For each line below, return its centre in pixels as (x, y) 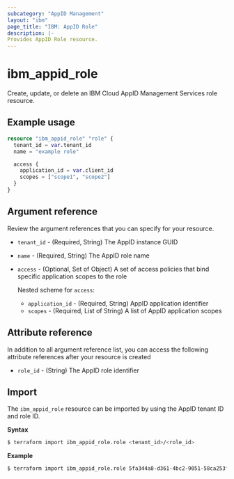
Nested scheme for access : (56, 290)
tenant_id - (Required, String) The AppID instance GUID (97, 242)
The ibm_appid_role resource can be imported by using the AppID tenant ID (116, 409)
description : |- (31, 33)
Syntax (18, 430)
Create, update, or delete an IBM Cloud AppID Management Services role (112, 93)
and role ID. (24, 416)
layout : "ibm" (28, 20)
